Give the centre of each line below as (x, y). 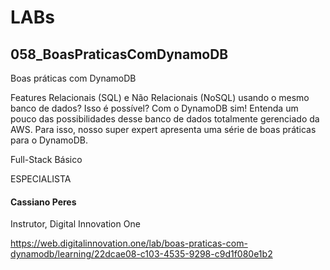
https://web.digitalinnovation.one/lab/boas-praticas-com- (129, 243)
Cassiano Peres (43, 202)
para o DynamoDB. (49, 140)
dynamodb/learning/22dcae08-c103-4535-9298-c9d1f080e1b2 (141, 254)
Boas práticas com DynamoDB (73, 78)
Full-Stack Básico (46, 159)
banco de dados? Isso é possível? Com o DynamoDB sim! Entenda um (154, 108)
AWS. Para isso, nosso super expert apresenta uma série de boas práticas (163, 129)
